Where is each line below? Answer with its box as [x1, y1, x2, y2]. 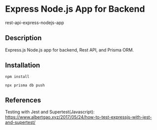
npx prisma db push [5, 82, 45, 88]
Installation [5, 61, 40, 70]
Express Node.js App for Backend [5, 3, 145, 15]
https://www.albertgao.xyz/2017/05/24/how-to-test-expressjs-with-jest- [5, 114, 152, 120]
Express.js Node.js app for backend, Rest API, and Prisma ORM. [5, 47, 134, 52]
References [5, 96, 41, 104]
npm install [5, 74, 29, 79]
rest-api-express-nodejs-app [5, 20, 64, 26]
